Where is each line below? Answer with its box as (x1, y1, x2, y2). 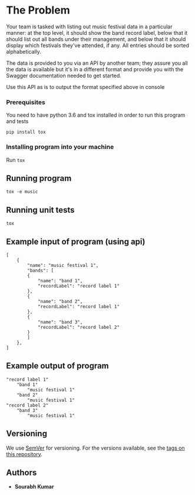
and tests (6, 118, 29, 125)
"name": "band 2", (37, 298, 83, 304)
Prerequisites (6, 98, 45, 106)
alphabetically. (6, 48, 41, 55)
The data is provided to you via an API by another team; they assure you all (6, 60, 189, 67)
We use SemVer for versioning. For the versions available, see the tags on (6, 444, 185, 451)
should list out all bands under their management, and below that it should (6, 35, 186, 42)
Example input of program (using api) (6, 236, 146, 246)
